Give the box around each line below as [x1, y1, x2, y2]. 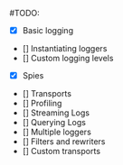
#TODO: [9, 8, 41, 18]
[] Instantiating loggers [22, 43, 108, 54]
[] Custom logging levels [22, 53, 114, 64]
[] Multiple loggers [22, 126, 92, 138]
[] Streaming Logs [22, 107, 90, 118]
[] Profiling [22, 98, 62, 109]
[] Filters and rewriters [22, 136, 106, 147]
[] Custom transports [22, 146, 101, 157]
